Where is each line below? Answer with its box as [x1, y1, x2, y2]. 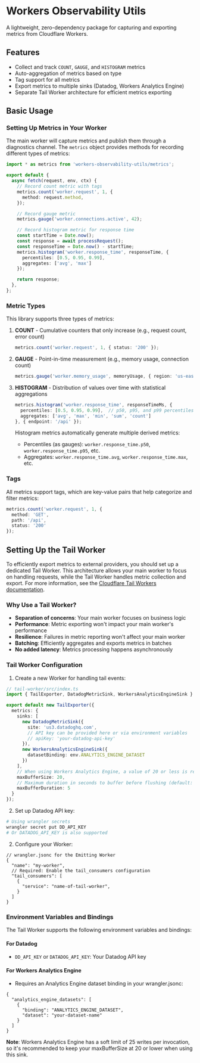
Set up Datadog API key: [14, 807, 75, 815]
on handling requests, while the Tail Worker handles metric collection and [6, 573, 186, 580]
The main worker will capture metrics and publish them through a [6, 137, 167, 144]
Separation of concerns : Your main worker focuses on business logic [14, 614, 186, 621]
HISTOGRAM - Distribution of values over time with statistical [14, 384, 166, 391]
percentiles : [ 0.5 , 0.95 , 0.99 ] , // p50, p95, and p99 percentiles [20, 407, 194, 414]
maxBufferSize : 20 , [17, 774, 65, 780]
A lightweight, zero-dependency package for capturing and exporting [6, 24, 177, 31]
